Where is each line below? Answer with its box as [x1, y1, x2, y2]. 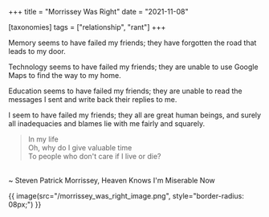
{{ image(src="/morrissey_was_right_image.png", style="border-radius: [8, 191, 245, 200]
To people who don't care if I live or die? [27, 152, 161, 161]
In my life [27, 134, 59, 144]
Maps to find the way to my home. [8, 71, 122, 80]
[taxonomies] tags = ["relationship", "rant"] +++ [8, 23, 166, 31]
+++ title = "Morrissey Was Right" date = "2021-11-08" [8, 7, 189, 16]
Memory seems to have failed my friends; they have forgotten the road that [8, 38, 257, 47]
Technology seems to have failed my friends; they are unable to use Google [8, 62, 259, 72]
